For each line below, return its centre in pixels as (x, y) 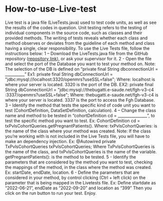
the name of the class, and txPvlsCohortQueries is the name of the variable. (81, 151)
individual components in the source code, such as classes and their (74, 33)
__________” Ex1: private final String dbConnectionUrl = (59, 74)
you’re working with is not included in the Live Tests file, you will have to (77, 136)
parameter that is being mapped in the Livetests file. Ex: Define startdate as (81, 183)
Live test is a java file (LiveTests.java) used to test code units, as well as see (81, 22)
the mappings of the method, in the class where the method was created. (79, 167)
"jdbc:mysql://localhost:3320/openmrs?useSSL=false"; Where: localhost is (80, 79)
